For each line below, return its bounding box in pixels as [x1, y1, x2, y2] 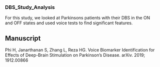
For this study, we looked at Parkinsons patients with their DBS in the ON [5, 15, 150, 21]
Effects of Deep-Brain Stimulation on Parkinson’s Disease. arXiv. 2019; [5, 52, 145, 58]
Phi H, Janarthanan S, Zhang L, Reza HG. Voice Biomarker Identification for [5, 47, 155, 53]
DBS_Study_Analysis [5, 4, 55, 11]
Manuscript [5, 34, 41, 42]
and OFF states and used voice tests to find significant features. [5, 20, 133, 26]
